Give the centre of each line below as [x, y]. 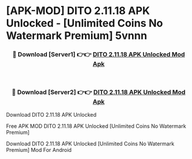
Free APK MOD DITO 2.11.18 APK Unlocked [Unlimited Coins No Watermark [96, 126]
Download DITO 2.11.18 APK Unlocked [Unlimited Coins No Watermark [90, 143]
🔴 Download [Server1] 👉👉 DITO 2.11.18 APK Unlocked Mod [99, 55]
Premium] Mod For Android [39, 150]
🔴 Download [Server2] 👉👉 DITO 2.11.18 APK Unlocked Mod [99, 92]
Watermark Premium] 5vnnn [77, 36]
